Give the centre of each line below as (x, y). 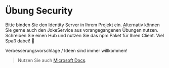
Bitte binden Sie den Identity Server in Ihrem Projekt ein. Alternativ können (83, 25)
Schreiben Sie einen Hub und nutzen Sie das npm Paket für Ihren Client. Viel (85, 35)
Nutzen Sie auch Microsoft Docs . (52, 60)
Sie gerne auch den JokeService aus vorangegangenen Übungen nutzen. (82, 30)
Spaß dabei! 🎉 (20, 41)
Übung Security (39, 11)
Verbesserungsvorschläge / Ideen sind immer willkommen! (67, 50)
